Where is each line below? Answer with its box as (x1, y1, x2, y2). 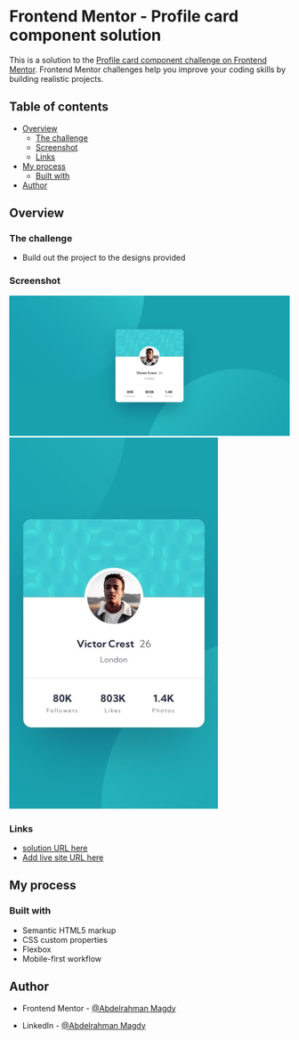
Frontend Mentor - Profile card (9, 6, 238, 27)
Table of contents (9, 100, 109, 115)
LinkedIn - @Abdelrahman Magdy (21, 1020, 147, 1030)
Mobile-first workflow (21, 953, 102, 963)
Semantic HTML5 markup (21, 924, 117, 936)
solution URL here (21, 843, 88, 854)
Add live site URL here (21, 852, 104, 863)
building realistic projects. (9, 73, 104, 84)
